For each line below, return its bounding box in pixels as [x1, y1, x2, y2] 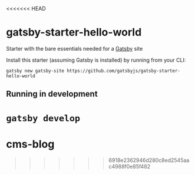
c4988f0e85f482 [108, 163, 151, 170]
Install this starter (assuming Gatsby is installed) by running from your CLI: [6, 56, 186, 64]
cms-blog [6, 137, 55, 151]
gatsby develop [6, 113, 81, 124]
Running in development [6, 89, 98, 99]
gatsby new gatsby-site [6, 68, 65, 74]
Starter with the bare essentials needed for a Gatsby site [6, 45, 143, 52]
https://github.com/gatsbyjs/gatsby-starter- [67, 68, 181, 74]
